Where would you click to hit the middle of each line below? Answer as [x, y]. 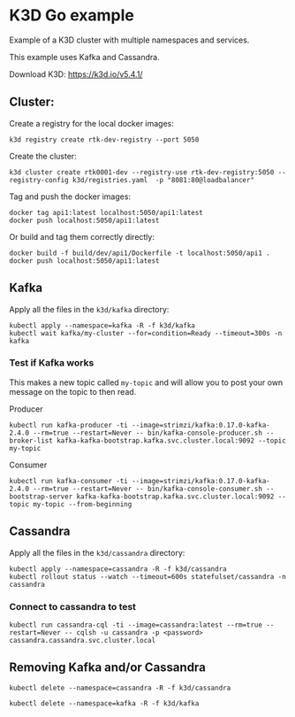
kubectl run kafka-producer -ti [68, 425]
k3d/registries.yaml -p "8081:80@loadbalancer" [163, 180]
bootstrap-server [41, 497]
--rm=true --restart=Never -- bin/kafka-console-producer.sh [147, 433]
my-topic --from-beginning [82, 504]
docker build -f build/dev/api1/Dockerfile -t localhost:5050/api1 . [140, 253]
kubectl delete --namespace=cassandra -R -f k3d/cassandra [120, 688]
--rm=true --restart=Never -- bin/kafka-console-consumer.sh [147, 489]
